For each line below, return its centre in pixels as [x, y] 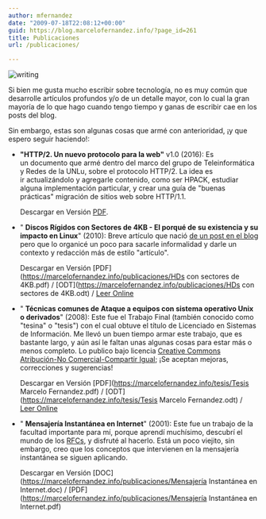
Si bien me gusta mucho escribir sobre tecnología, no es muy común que [128, 90]
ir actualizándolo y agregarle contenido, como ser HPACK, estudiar [129, 180]
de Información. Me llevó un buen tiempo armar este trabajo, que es [131, 334]
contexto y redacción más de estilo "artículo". [94, 253]
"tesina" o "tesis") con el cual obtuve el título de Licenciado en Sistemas [138, 325]
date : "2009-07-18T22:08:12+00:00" [67, 23]
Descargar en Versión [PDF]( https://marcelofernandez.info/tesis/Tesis [134, 383]
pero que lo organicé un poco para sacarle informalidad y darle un [128, 244]
